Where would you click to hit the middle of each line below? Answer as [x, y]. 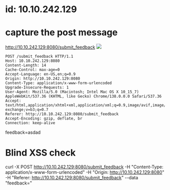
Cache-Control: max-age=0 [32, 70]
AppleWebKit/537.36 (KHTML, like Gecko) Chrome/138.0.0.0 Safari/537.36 [83, 97]
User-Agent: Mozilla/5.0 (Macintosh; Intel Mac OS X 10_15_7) [72, 92]
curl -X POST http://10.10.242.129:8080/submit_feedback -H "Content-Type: [84, 167]
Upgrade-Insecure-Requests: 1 [37, 88]
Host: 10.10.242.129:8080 [32, 61]
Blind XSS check [40, 153]
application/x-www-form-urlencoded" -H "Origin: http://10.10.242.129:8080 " [85, 172]
